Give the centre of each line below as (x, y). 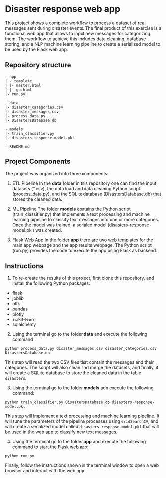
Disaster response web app (63, 9)
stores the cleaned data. (37, 199)
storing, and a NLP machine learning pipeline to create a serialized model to (83, 44)
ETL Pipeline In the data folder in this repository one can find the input (84, 183)
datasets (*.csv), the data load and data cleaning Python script (76, 188)
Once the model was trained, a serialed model (59, 225)
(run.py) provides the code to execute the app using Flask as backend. (85, 250)
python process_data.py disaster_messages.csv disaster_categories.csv (81, 349)
